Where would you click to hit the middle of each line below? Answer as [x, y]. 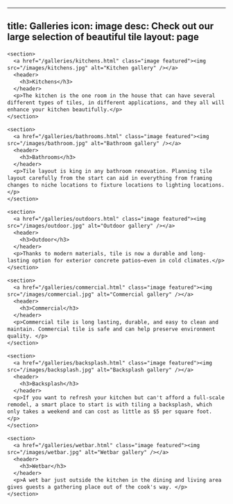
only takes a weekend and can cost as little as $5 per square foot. [110, 411]
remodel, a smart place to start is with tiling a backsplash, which [110, 404]
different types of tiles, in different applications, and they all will [116, 102]
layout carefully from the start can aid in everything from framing [110, 178]
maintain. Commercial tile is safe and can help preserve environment [111, 329]
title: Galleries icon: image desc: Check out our [111, 26]
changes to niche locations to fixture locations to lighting [99, 185]
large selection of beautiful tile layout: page [103, 37]
